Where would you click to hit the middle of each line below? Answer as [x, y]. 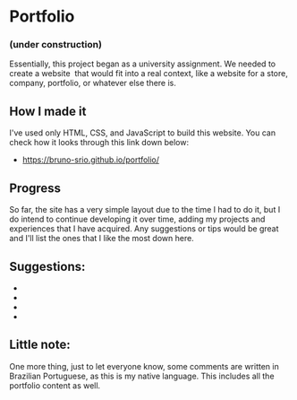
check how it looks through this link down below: [99, 143]
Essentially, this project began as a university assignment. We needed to [142, 64]
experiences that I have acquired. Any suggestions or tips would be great [144, 229]
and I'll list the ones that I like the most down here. [102, 239]
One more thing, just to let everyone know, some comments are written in [144, 366]
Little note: [40, 345]
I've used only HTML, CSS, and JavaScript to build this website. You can [142, 133]
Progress [35, 188]
